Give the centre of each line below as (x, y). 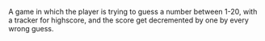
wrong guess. (31, 29)
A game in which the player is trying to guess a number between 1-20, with (133, 12)
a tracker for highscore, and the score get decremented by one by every (128, 20)
